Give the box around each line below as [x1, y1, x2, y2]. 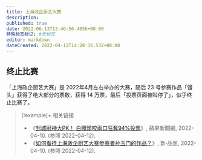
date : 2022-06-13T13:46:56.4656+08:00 [6, 25, 104, 32]
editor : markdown [6, 37, 50, 43]
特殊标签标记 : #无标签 [6, 31, 56, 37]
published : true [6, 20, 47, 26]
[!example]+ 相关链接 [21, 111, 74, 118]
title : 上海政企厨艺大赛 [6, 8, 62, 15]
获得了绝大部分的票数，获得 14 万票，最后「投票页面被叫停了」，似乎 [16, 91, 187, 98]
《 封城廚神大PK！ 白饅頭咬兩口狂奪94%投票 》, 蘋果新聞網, [30, 124, 177, 132]
